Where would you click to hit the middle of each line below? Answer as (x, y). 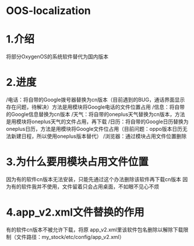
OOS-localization (49, 11)
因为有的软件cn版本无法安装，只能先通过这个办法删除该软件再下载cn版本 (94, 179)
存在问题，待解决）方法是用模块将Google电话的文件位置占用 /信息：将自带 (96, 107)
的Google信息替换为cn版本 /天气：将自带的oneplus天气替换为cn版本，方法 (96, 115)
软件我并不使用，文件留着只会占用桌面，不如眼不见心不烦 (90, 186)
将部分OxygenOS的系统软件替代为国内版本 (57, 57)
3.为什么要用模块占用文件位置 (77, 162)
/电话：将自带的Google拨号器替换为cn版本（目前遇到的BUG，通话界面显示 (96, 100)
